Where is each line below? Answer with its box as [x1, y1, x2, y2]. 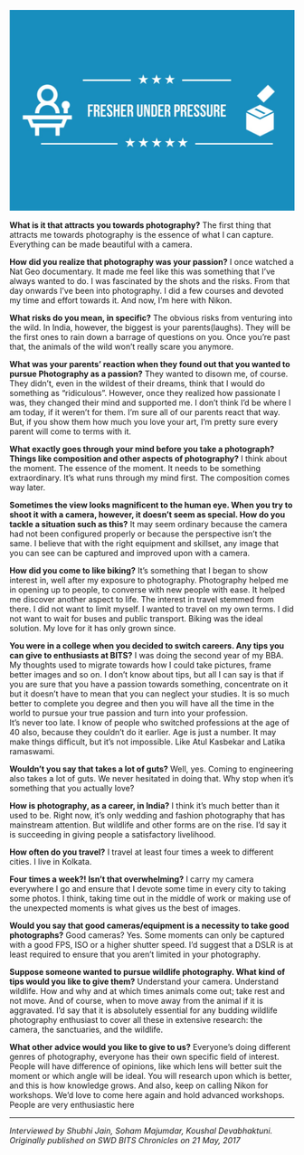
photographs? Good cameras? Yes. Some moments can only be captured [9, 929, 285, 941]
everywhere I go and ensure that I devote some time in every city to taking [9, 883, 287, 894]
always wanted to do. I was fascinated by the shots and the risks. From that [9, 275, 290, 286]
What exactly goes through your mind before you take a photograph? [9, 443, 275, 454]
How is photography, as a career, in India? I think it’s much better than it [9, 800, 280, 810]
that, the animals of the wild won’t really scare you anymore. [9, 341, 234, 352]
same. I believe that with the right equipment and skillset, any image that [9, 537, 279, 548]
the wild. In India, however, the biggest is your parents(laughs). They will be [9, 322, 291, 333]
